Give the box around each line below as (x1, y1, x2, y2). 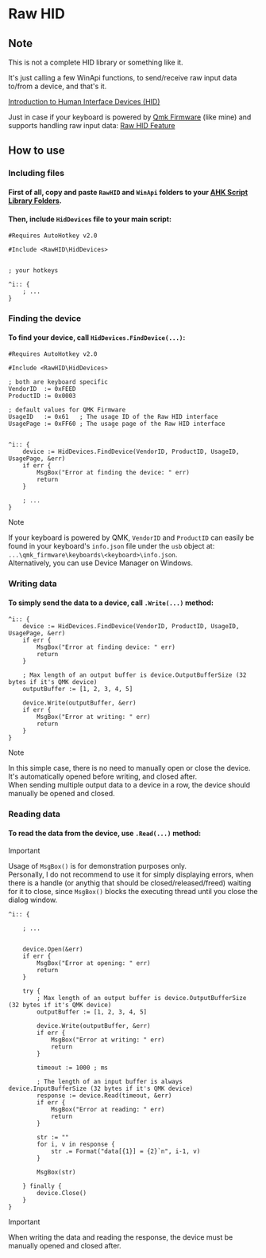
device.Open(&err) (22, 945, 83, 954)
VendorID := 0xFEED (8, 385, 77, 393)
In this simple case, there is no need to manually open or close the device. (8, 764, 251, 773)
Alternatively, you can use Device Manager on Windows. (8, 558, 193, 568)
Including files (8, 168, 65, 179)
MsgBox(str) (37, 1168, 77, 1177)
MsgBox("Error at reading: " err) (50, 1106, 165, 1114)
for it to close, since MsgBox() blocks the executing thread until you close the (8, 887, 258, 897)
